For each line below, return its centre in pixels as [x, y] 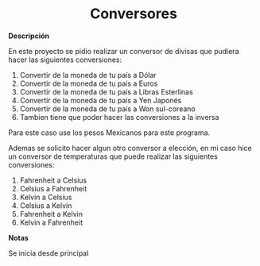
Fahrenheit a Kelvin [51, 214]
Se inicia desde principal [49, 253]
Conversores [134, 14]
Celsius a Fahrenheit [53, 188]
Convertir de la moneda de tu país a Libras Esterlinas [106, 91]
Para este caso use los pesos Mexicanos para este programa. [109, 133]
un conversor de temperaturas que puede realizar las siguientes [113, 156]
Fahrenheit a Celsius [53, 180]
